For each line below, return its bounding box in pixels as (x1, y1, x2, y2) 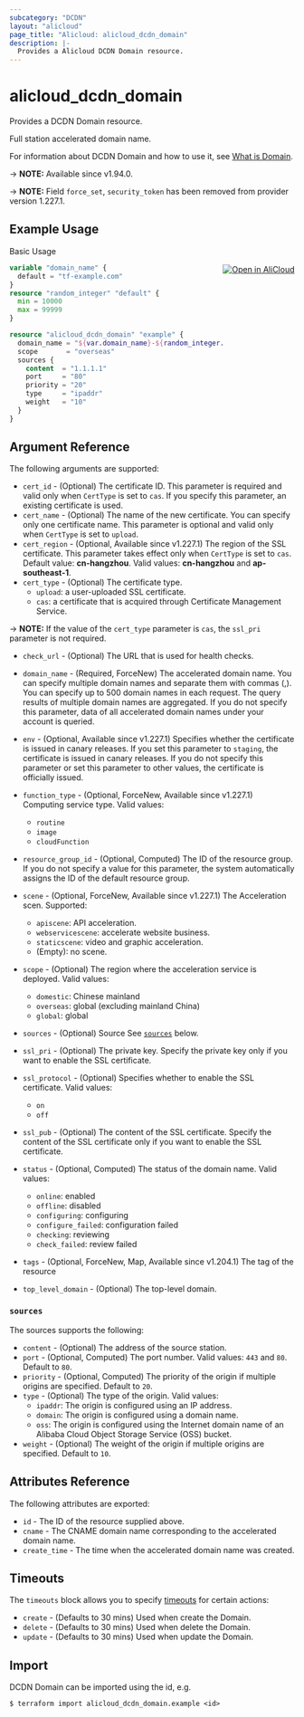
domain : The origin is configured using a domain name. (35, 1409, 239, 1420)
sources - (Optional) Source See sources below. (22, 1028, 199, 1039)
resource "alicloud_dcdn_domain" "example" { (9, 330, 184, 339)
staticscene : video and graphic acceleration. (35, 937, 204, 948)
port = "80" (25, 372, 88, 381)
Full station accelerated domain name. (9, 133, 152, 145)
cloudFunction (35, 838, 90, 847)
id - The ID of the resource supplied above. (22, 1515, 185, 1526)
